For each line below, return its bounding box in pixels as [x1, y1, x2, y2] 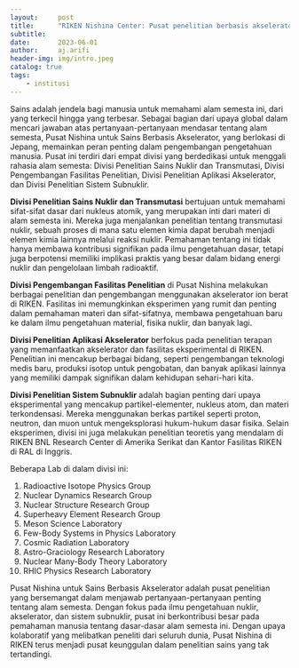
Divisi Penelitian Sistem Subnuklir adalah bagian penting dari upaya [10, 389, 261, 400]
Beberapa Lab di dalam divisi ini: [10, 463, 129, 473]
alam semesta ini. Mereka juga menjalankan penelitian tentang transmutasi [10, 215, 283, 226]
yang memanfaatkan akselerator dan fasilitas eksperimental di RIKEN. [10, 344, 264, 354]
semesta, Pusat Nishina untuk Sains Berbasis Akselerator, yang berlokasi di [10, 131, 286, 142]
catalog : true [10, 63, 63, 72]
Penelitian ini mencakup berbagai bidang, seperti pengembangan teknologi [10, 353, 285, 364]
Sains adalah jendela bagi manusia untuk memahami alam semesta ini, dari [10, 103, 283, 114]
